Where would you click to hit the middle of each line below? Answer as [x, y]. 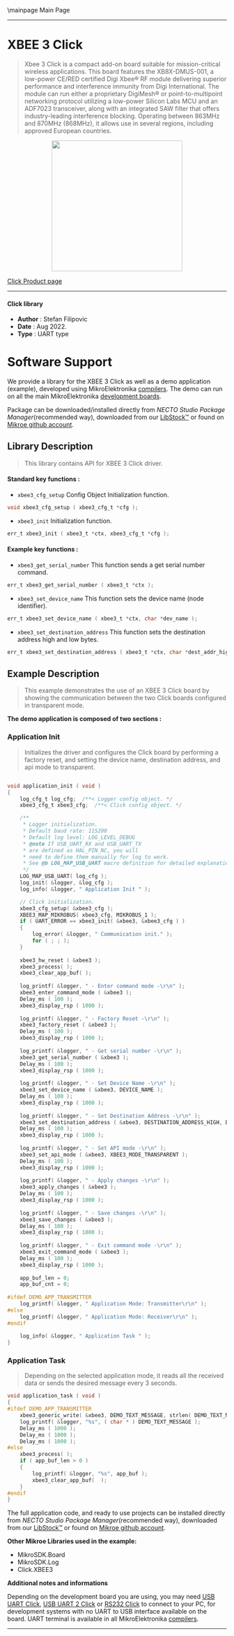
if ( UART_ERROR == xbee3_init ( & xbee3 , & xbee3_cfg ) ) [103, 921]
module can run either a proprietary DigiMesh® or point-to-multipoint [123, 93]
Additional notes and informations [57, 1583]
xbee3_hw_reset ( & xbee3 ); [60, 960]
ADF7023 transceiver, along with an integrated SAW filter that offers [122, 108]
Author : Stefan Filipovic [53, 319]
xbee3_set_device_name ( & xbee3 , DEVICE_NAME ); [92, 1090]
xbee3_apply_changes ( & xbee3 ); [68, 1187]
